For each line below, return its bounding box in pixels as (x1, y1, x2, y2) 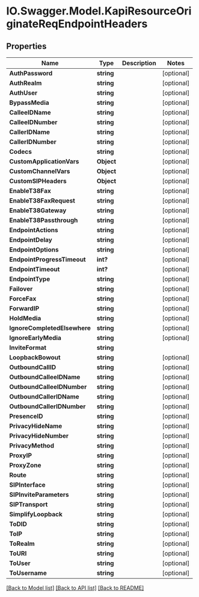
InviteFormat (9, 344, 47, 352)
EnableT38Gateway (9, 206, 67, 215)
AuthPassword (9, 69, 53, 77)
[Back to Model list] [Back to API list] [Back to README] (6, 584, 144, 592)
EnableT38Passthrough (9, 216, 78, 224)
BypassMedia (9, 98, 49, 107)
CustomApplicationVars (9, 157, 79, 165)
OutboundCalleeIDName (9, 373, 81, 381)
